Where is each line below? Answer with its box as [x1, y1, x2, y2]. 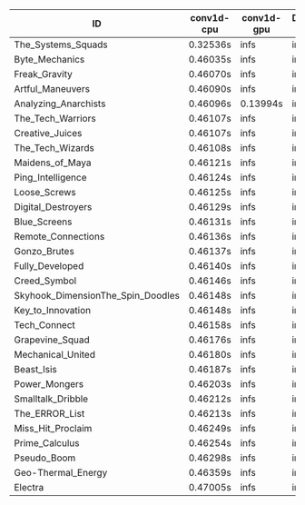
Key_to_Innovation [14, 304, 92, 316]
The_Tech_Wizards [14, 142, 95, 153]
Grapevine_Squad [14, 333, 91, 346]
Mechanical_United [14, 349, 95, 361]
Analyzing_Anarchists [14, 97, 106, 110]
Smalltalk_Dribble [14, 392, 89, 405]
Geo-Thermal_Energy [14, 467, 108, 479]
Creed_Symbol [14, 274, 77, 287]
